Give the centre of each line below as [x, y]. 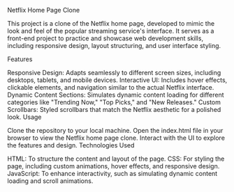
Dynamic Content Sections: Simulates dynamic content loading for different [116, 95]
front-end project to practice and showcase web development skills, [105, 38]
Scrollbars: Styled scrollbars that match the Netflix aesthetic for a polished [114, 110]
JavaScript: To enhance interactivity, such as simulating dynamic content [112, 174]
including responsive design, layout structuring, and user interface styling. [114, 46]
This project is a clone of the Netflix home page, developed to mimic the [111, 23]
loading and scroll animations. [50, 181]
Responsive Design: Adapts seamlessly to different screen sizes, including [114, 73]
